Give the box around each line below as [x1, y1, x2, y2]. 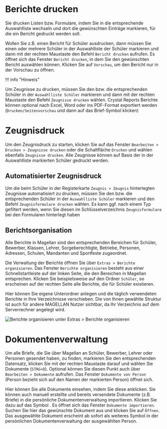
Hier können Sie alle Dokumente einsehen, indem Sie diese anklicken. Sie [5, 386, 156, 393]
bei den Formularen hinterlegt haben [5, 211, 80, 218]
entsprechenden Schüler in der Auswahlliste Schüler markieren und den [5, 196, 155, 202]
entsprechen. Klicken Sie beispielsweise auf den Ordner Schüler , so [5, 276, 145, 282]
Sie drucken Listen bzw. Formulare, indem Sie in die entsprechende [5, 20, 144, 26]
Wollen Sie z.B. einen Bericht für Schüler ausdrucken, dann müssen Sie [5, 40, 152, 46]
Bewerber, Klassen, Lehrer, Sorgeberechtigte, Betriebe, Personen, [5, 245, 141, 251]
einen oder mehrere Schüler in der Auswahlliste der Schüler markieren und [5, 45, 159, 51]
